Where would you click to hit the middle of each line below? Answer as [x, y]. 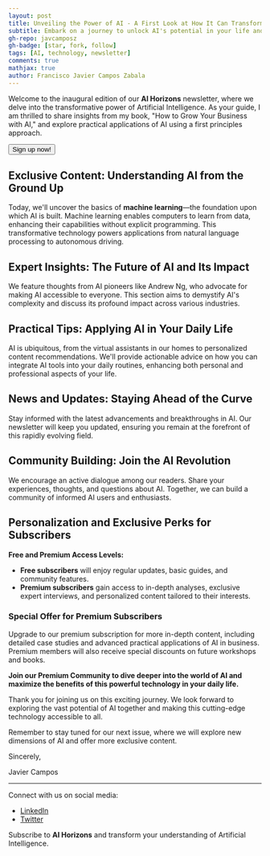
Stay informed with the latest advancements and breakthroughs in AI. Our [130, 418]
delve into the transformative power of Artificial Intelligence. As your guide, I [135, 107]
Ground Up [36, 189]
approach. [25, 133]
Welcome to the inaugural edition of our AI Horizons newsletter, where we [131, 98]
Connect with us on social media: [63, 795]
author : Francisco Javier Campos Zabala [77, 76]
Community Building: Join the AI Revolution [120, 461]
